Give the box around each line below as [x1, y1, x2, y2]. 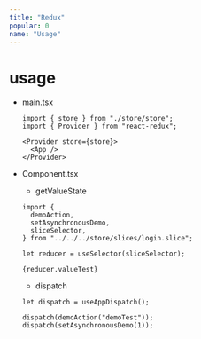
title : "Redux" [9, 12, 66, 22]
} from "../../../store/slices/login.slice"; [21, 234, 193, 243]
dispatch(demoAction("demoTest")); [21, 313, 154, 322]
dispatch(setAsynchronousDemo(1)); [21, 321, 154, 330]
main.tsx [21, 97, 54, 107]
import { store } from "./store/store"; [21, 114, 174, 123]
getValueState [35, 185, 87, 196]
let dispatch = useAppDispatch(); [21, 298, 150, 307]
